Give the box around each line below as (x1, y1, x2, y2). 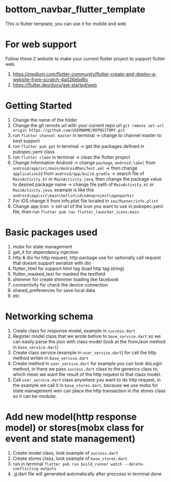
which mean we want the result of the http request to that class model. (12, 371, 162, 377)
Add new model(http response (5, 411, 137, 422)
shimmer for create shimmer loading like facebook (12, 276, 119, 282)
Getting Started (5, 100, 72, 111)
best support (12, 138, 40, 144)
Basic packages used (5, 227, 98, 238)
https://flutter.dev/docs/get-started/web (12, 82, 97, 88)
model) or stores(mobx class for (5, 422, 144, 433)
